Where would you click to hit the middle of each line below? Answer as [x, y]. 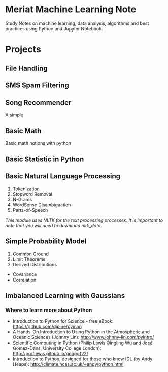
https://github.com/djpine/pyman [47, 327]
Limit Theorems [29, 259]
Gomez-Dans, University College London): [57, 348]
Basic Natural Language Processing [63, 176]
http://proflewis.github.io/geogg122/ [51, 354]
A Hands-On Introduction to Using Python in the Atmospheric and [81, 332]
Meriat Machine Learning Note [71, 9]
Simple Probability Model [46, 242]
